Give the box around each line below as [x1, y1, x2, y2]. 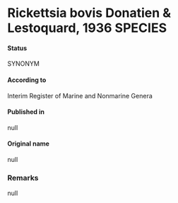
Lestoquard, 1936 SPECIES [7, 20, 167, 36]
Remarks [7, 173, 39, 182]
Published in [7, 108, 44, 116]
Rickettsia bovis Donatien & [7, 5, 172, 21]
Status [7, 44, 28, 52]
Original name [7, 139, 49, 148]
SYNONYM [7, 59, 40, 68]
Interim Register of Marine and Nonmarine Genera [7, 91, 153, 100]
